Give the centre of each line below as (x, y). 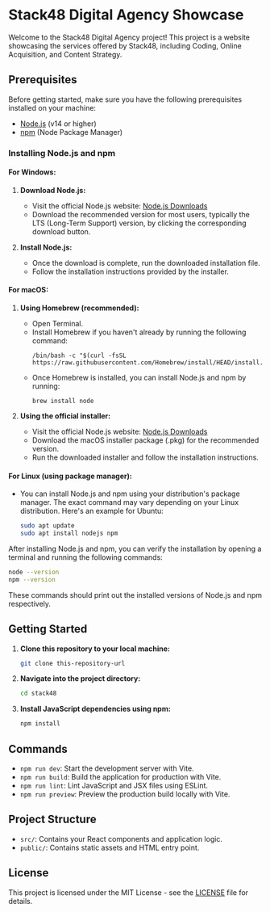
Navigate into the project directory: (80, 679)
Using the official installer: (65, 416)
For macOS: (29, 290)
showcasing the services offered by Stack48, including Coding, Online (125, 45)
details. (21, 901)
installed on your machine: (52, 107)
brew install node (63, 401)
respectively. (29, 603)
